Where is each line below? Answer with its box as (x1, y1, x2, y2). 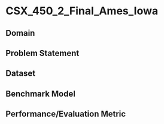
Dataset (5, 69, 36, 79)
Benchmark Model (5, 88, 76, 99)
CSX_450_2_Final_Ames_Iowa (5, 4, 159, 18)
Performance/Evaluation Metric (5, 109, 126, 119)
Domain (5, 28, 35, 38)
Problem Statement (5, 48, 80, 58)
